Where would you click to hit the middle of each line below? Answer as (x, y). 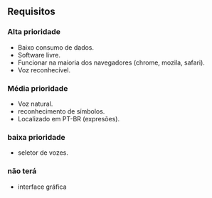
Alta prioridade (34, 32)
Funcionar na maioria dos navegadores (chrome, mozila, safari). (111, 62)
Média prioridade (38, 88)
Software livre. (39, 55)
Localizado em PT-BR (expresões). (68, 119)
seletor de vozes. (43, 153)
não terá (22, 171)
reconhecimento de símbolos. (61, 111)
